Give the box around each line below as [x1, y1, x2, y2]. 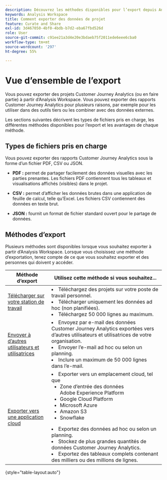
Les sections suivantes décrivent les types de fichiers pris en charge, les [5, 117, 155, 123]
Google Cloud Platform [60, 396, 113, 403]
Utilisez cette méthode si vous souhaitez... [54, 275, 157, 282]
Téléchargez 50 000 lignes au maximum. [58, 311, 154, 318]
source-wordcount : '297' [5, 44, 57, 49]
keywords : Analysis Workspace [5, 12, 68, 17]
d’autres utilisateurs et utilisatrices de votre [51, 331, 152, 338]
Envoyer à [7, 331, 31, 338]
